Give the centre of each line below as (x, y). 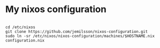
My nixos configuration (56, 9)
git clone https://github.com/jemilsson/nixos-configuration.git (76, 31)
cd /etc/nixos (21, 27)
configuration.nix (25, 40)
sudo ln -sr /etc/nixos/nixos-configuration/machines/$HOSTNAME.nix (80, 36)
